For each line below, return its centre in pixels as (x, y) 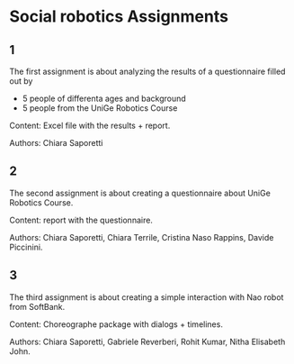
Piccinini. (26, 247)
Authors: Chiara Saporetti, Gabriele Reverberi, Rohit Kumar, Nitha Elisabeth (147, 341)
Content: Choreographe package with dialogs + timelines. (116, 324)
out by (21, 81)
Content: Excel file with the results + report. (90, 125)
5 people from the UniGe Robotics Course (100, 108)
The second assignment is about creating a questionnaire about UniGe (140, 193)
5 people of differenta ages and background (104, 98)
